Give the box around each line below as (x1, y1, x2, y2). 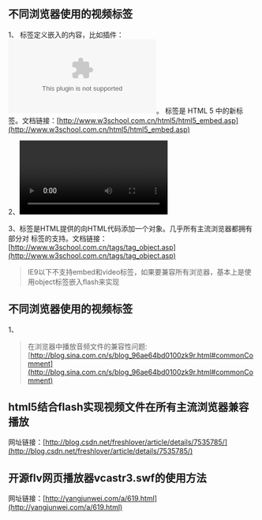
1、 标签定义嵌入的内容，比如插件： (8, 30, 124, 39)
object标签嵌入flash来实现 (34, 277, 120, 286)
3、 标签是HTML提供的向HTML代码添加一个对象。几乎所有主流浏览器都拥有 (8, 223, 253, 233)
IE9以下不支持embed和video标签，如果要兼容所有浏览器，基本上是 (27, 267, 245, 276)
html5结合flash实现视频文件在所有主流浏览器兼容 (8, 401, 249, 414)
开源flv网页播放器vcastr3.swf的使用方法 (8, 471, 207, 484)
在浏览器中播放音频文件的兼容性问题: (27, 342, 148, 351)
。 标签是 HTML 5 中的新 (156, 106, 237, 115)
